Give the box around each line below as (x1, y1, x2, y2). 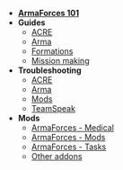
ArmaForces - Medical (31, 122, 115, 133)
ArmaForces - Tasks (31, 141, 107, 152)
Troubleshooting (17, 65, 83, 76)
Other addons (31, 151, 83, 161)
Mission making (31, 56, 90, 66)
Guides (17, 17, 46, 28)
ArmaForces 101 (17, 8, 79, 18)
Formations (31, 46, 74, 57)
